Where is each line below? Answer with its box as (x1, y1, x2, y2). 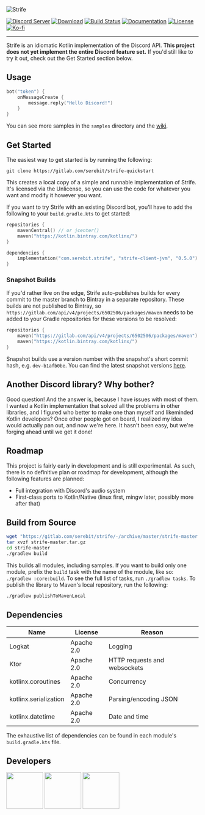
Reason (141, 628, 164, 636)
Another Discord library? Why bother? (6, 379, 154, 390)
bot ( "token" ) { (6, 89, 45, 95)
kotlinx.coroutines (9, 677, 61, 686)
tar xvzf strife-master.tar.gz (6, 539, 86, 546)
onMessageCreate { (17, 94, 64, 100)
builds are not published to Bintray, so (6, 302, 102, 310)
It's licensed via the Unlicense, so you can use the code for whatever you (6, 185, 191, 192)
